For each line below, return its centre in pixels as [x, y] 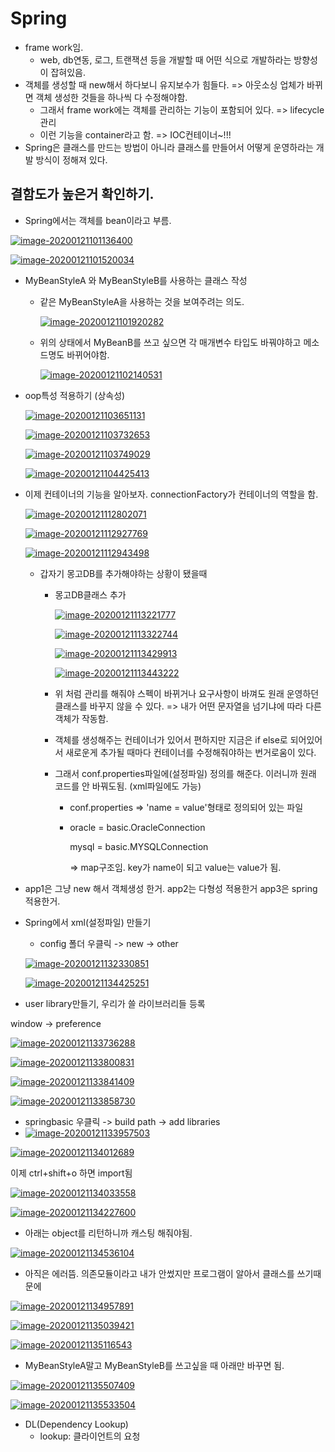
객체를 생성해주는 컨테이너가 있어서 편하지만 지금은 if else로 [171, 739]
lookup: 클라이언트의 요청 [90, 1436]
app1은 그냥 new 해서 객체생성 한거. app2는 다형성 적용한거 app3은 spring [171, 888]
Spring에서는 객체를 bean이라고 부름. [98, 220]
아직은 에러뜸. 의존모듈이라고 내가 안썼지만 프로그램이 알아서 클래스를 [159, 1273]
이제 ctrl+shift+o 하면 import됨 [71, 1173]
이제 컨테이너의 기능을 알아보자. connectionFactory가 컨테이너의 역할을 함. [171, 494]
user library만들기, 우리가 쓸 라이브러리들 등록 [115, 1003]
